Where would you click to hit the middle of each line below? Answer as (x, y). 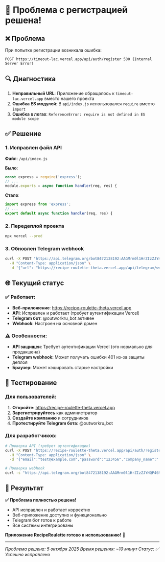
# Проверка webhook (25, 468)
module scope (25, 119)
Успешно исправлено (28, 554)
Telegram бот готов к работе (42, 520)
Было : (12, 168)
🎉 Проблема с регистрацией (66, 10)
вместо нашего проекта (69, 98)
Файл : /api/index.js (26, 158)
